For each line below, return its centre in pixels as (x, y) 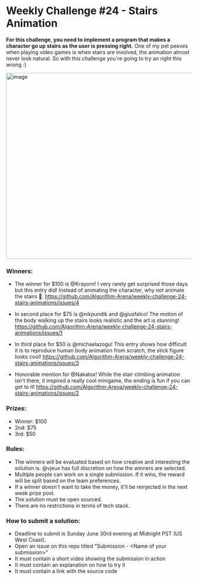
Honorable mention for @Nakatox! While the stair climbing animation (97, 374)
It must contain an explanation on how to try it (70, 565)
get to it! (25, 387)
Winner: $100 (31, 421)
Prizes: (16, 408)
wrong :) (16, 64)
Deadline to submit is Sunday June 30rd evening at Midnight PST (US (98, 534)
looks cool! (28, 357)
